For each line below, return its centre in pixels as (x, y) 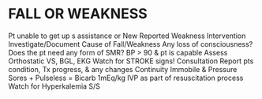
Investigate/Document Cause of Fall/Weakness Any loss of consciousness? (131, 44)
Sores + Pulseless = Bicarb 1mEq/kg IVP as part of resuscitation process (126, 78)
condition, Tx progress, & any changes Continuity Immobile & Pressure (123, 69)
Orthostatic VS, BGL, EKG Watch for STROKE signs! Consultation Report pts (131, 61)
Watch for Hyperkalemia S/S (54, 86)
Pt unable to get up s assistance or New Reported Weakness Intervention (127, 36)
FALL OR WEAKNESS (78, 14)
